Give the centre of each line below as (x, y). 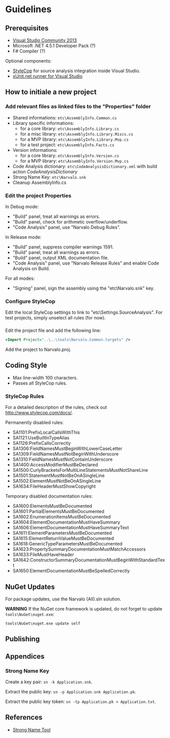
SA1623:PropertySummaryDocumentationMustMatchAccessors (79, 549)
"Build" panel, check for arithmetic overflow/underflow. (70, 221)
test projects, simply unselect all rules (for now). (56, 318)
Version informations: (35, 150)
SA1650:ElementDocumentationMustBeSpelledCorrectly (71, 571)
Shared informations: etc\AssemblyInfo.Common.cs (65, 117)
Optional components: (28, 61)
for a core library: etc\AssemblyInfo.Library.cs (70, 129)
